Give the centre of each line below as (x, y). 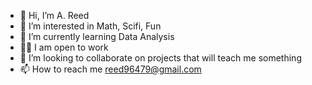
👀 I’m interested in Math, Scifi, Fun (90, 26)
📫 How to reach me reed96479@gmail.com (110, 69)
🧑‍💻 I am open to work (64, 47)
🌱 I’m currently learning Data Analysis (97, 36)
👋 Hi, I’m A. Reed (54, 15)
